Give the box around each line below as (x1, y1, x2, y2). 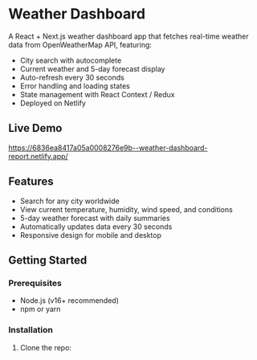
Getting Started (8, 253, 88, 267)
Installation (8, 325, 54, 336)
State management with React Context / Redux (19, 89, 175, 99)
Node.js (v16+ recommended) (19, 296, 119, 305)
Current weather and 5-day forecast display (19, 63, 165, 73)
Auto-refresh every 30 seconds (19, 72, 124, 82)
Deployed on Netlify (19, 98, 87, 108)
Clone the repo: (19, 342, 72, 352)
